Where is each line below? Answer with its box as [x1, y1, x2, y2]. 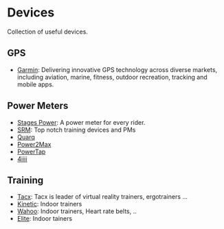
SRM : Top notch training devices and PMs [16, 125, 136, 134]
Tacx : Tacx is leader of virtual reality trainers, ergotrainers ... [16, 193, 188, 201]
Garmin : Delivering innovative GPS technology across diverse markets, [16, 65, 218, 73]
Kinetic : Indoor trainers [16, 200, 82, 208]
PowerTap [16, 147, 46, 156]
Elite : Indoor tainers [16, 215, 73, 223]
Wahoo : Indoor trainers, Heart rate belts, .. [16, 207, 137, 215]
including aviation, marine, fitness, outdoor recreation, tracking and [16, 73, 208, 81]
